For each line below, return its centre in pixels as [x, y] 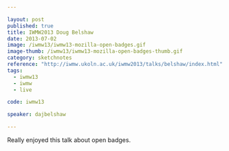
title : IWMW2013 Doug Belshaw [51, 32]
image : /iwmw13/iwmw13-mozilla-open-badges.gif [77, 45]
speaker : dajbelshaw [37, 115]
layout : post [26, 19]
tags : [15, 70]
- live [23, 90]
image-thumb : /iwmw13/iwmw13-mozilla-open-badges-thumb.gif [95, 51]
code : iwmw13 [26, 102]
